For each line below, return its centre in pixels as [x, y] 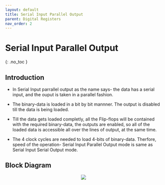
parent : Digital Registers [33, 19]
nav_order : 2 [19, 24]
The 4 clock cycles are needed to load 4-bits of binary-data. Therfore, [84, 139]
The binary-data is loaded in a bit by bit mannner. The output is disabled [86, 104]
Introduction [25, 77]
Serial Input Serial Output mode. [45, 150]
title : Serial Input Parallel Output [44, 14]
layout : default [22, 10]
